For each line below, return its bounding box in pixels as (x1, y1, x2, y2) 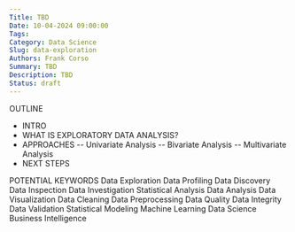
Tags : (9, 29, 29, 38)
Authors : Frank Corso (9, 54, 89, 63)
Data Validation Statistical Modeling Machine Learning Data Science (9, 203, 257, 213)
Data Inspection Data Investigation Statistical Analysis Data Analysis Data (9, 184, 276, 195)
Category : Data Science (9, 37, 97, 47)
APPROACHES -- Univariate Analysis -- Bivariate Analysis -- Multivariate (21, 139, 287, 150)
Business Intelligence (9, 213, 87, 223)
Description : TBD (9, 71, 74, 80)
